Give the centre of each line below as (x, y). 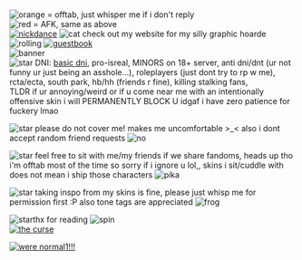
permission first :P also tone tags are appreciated (101, 202)
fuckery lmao (34, 111)
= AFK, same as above (75, 24)
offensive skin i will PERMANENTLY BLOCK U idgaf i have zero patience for (150, 101)
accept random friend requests (68, 138)
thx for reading (61, 219)
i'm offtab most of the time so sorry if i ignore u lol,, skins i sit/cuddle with (146, 165)
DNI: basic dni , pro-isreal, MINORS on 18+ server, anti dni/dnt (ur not (163, 63)
